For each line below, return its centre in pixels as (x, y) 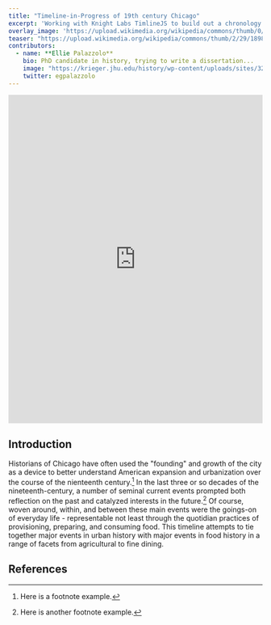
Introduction (40, 444)
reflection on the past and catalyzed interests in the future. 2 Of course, (126, 500)
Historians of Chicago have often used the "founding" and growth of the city (135, 464)
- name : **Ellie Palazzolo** (65, 53)
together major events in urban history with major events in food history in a (134, 535)
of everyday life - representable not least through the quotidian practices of (134, 517)
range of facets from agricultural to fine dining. (86, 543)
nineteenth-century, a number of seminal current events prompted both (127, 491)
